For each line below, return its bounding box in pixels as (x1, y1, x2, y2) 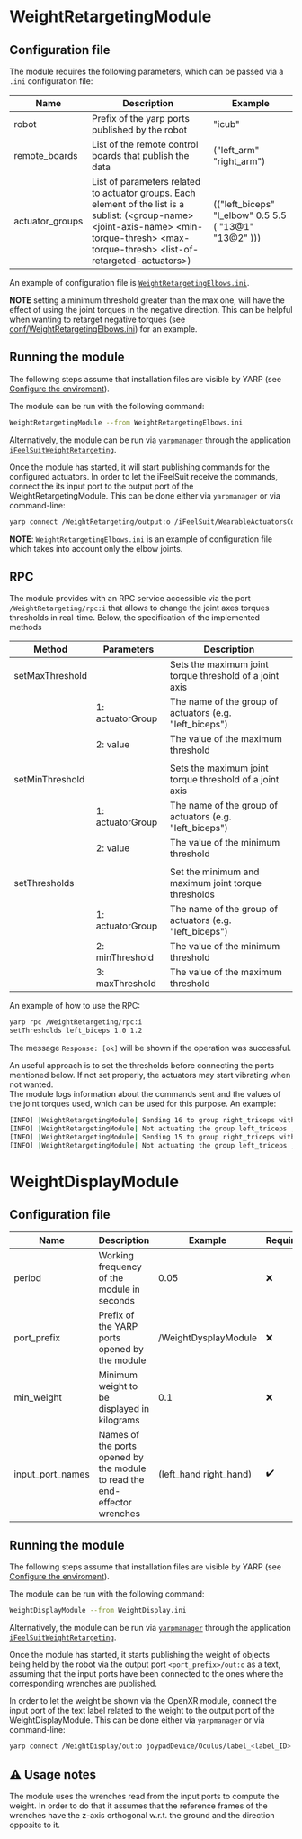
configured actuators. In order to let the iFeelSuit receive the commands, (9, 471, 279, 481)
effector (98, 1496, 132, 1508)
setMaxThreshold (13, 670, 88, 682)
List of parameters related (91, 176, 200, 188)
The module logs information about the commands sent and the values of (9, 1089, 281, 1100)
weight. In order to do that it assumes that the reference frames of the (9, 1800, 268, 1811)
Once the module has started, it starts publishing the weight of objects (9, 1650, 271, 1661)
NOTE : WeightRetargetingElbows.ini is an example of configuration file (9, 534, 273, 544)
